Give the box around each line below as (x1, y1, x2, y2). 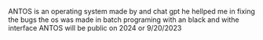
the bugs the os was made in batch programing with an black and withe (8, 15, 239, 24)
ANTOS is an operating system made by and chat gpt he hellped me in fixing (8, 7, 255, 16)
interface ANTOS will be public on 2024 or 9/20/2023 (8, 24, 182, 32)
